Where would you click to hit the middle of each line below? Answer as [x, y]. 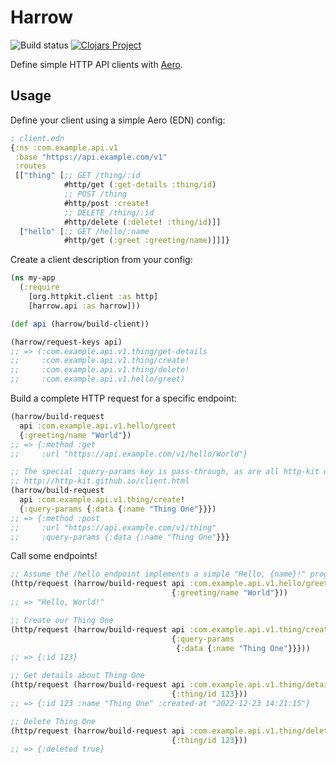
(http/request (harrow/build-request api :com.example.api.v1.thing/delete [171, 731]
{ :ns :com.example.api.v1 [64, 147]
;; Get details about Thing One [77, 676]
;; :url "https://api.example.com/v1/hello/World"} [129, 454]
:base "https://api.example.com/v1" [91, 157]
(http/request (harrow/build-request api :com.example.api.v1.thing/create [171, 629]
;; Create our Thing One [62, 620]
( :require [39, 287]
